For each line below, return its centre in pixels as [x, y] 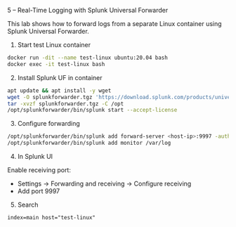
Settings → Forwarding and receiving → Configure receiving [104, 183]
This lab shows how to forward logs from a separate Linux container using [115, 24]
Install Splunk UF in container [60, 77]
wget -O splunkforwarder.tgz [50, 97]
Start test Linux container [54, 45]
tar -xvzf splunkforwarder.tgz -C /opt [66, 104]
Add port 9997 [39, 191]
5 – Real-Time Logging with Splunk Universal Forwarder [88, 10]
